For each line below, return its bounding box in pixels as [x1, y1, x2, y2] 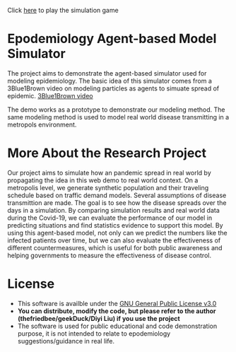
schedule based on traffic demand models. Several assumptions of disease [7, 191, 227, 199]
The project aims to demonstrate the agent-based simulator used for [7, 69, 207, 77]
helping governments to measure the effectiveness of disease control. [7, 251, 212, 259]
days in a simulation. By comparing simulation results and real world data [7, 206, 220, 214]
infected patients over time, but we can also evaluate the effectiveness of [7, 236, 221, 245]
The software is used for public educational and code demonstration [17, 322, 218, 330]
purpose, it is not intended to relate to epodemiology [17, 329, 171, 338]
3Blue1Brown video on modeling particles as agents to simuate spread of [7, 84, 220, 93]
